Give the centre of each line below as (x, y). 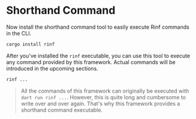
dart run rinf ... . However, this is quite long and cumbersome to (103, 97)
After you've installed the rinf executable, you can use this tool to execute (98, 56)
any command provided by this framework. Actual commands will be (91, 62)
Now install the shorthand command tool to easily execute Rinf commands (98, 27)
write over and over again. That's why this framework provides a (100, 103)
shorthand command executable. (62, 110)
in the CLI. (19, 33)
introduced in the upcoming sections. (52, 68)
